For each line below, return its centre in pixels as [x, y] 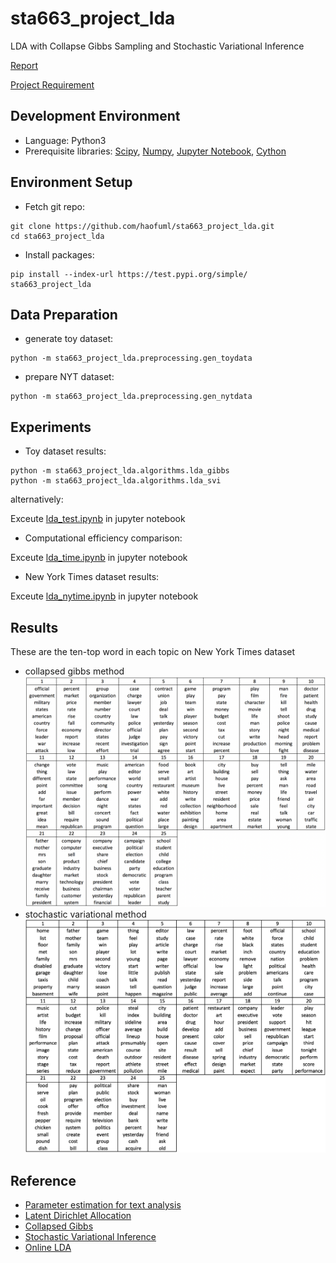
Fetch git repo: [55, 206]
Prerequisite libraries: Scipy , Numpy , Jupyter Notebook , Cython [155, 151]
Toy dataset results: [65, 451]
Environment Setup [71, 182]
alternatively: [37, 499]
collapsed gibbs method [74, 671]
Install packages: [59, 254]
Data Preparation [64, 314]
